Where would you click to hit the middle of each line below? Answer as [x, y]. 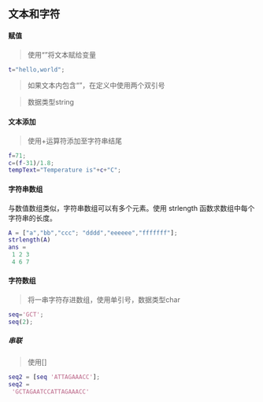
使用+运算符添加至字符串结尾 [75, 141]
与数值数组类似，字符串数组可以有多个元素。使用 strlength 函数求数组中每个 [131, 208]
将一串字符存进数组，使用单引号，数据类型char [104, 300]
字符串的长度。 [32, 218]
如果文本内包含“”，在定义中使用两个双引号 [96, 86]
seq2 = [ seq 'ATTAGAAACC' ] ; [54, 377]
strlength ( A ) [30, 240]
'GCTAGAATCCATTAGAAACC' [50, 392]
